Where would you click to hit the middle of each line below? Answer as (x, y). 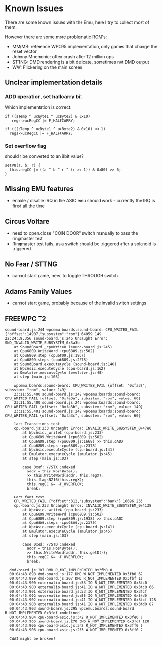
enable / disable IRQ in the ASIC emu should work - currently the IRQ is (83, 200)
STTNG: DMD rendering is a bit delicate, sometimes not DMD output (81, 62)
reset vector (24, 51)
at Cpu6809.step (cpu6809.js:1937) (50, 355)
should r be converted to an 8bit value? (44, 156)
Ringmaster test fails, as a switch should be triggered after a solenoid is (84, 244)
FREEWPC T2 (26, 318)
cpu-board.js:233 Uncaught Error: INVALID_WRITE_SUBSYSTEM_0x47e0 (83, 428)
